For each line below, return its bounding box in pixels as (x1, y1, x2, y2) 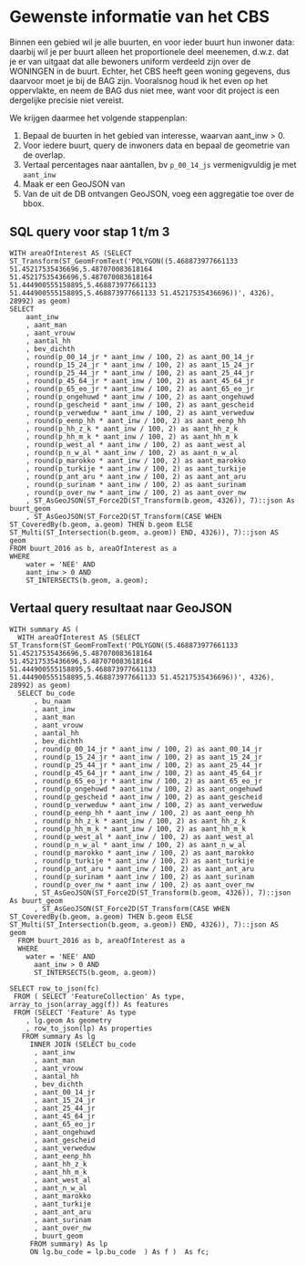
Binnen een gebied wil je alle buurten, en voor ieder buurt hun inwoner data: (9, 36, 295, 47)
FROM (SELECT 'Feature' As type (13, 1008, 137, 1017)
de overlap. (22, 149, 66, 161)
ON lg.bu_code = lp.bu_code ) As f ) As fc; (29, 1247, 209, 1256)
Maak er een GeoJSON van (22, 178, 126, 189)
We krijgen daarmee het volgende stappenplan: (9, 112, 188, 123)
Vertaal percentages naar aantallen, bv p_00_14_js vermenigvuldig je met (22, 159, 297, 170)
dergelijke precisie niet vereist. (9, 94, 125, 106)
